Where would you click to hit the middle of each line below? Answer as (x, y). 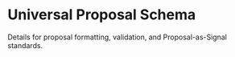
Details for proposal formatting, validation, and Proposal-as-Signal (117, 37)
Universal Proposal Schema (102, 15)
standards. (25, 45)
